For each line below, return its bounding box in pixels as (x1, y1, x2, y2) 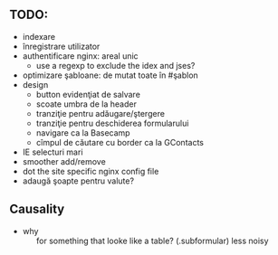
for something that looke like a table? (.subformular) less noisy (35, 235, 269, 246)
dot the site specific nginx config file (22, 165, 159, 176)
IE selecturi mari (22, 146, 83, 157)
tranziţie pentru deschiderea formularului (35, 118, 189, 128)
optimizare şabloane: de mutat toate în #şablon (22, 70, 199, 80)
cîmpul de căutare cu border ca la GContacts (35, 137, 204, 147)
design (22, 79, 49, 90)
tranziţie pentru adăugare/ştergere (35, 108, 166, 118)
